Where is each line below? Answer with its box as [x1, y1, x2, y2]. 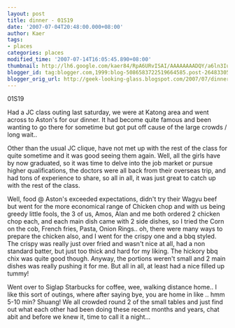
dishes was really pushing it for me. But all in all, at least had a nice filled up [7, 262, 225, 271]
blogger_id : [7, 69, 42, 76]
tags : [7, 36, 23, 43]
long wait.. [7, 130, 37, 139]
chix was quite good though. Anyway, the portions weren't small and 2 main [7, 254, 226, 263]
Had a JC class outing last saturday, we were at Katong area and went [7, 108, 209, 116]
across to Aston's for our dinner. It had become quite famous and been [7, 116, 212, 124]
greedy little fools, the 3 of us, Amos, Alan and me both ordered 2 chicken [7, 210, 220, 218]
